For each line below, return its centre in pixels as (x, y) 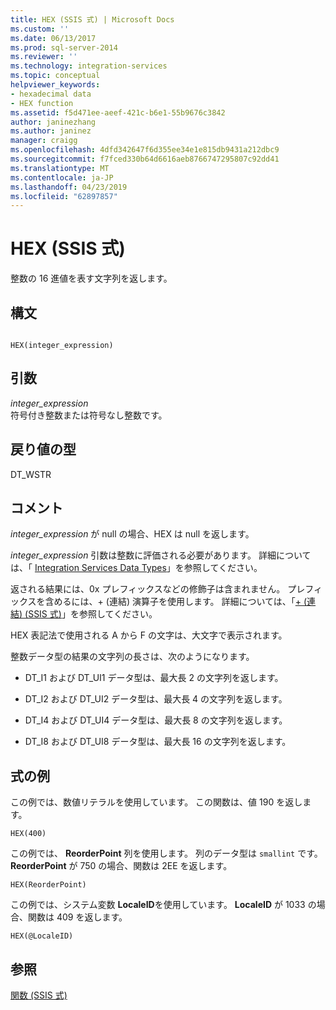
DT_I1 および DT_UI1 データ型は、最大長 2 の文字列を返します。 (154, 678)
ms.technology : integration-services (89, 66)
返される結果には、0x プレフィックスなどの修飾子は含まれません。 (148, 589)
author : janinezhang (53, 122)
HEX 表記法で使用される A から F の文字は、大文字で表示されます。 (149, 635)
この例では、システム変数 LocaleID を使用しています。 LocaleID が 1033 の (163, 905)
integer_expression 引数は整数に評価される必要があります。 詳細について (161, 555)
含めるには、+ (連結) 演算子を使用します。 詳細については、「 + (173, 602)
